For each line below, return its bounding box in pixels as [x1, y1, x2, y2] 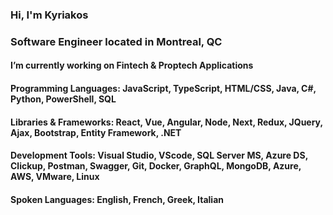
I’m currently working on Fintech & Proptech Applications [10, 59, 254, 72]
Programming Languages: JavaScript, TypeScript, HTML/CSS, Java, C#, [10, 83, 317, 95]
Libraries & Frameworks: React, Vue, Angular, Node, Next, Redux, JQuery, [10, 116, 323, 128]
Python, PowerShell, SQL [10, 93, 117, 105]
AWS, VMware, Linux [10, 171, 100, 183]
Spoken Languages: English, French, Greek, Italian [10, 193, 224, 205]
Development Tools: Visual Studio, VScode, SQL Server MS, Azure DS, [10, 149, 308, 162]
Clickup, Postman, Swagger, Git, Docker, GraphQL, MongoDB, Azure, [10, 160, 302, 172]
